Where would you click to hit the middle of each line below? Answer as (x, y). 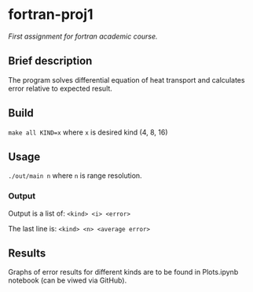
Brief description (50, 61)
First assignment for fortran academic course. (83, 36)
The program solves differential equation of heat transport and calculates (126, 79)
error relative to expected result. (60, 88)
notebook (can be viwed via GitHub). (68, 280)
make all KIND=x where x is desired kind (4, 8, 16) (88, 132)
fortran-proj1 (51, 15)
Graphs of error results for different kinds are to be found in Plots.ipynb (123, 272)
